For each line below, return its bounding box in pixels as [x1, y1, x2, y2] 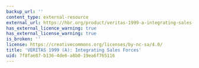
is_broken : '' [6, 36, 41, 42]
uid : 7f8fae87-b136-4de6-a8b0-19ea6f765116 [6, 53, 115, 59]
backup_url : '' [6, 8, 44, 15]
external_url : [6, 20, 41, 25]
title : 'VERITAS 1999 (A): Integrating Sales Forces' [6, 47, 142, 53]
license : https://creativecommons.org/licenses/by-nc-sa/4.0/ [6, 42, 163, 48]
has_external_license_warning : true [6, 31, 97, 37]
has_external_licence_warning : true [6, 25, 97, 31]
